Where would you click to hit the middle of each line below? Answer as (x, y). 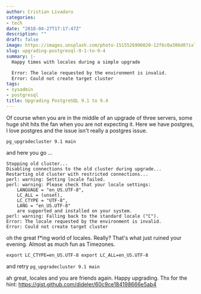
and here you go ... (29, 152)
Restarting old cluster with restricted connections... (77, 174)
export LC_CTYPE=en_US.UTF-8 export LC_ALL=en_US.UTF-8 (77, 255)
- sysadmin (20, 90)
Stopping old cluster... (37, 163)
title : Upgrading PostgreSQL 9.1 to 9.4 (57, 101)
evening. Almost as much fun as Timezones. (61, 244)
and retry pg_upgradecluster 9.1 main (53, 266)
